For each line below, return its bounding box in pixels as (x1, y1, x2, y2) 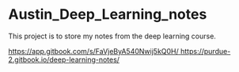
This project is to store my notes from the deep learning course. (8, 31, 216, 41)
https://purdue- (180, 46, 231, 56)
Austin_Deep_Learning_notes (8, 5, 207, 23)
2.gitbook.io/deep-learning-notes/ (8, 55, 120, 64)
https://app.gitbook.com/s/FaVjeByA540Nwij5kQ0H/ (8, 46, 180, 56)
